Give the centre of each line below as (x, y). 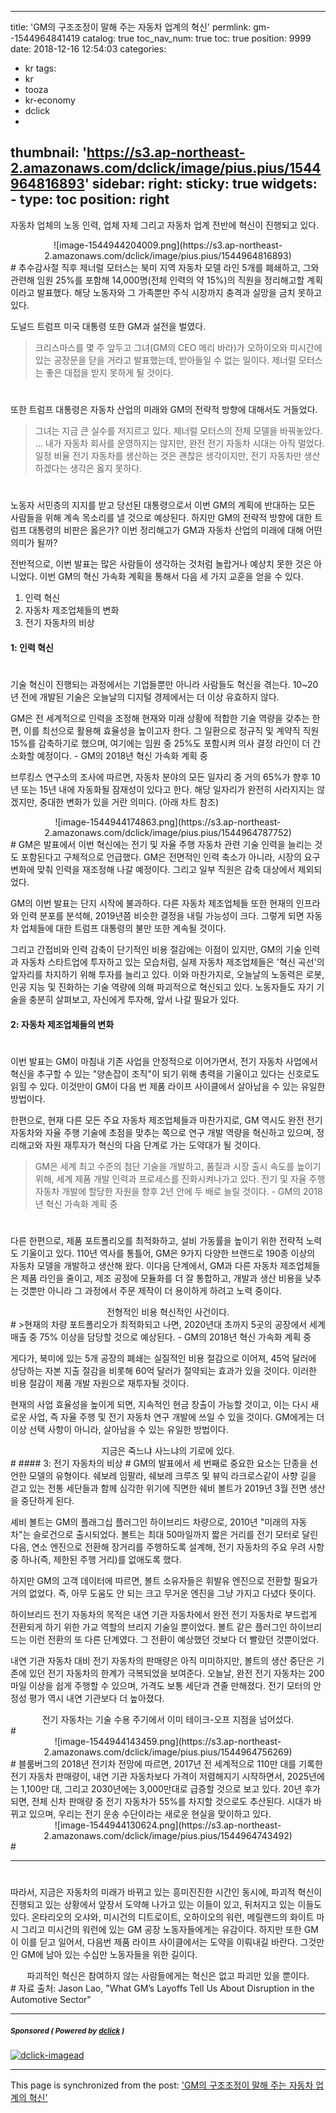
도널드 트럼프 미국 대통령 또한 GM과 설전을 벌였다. (108, 326)
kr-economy (50, 100)
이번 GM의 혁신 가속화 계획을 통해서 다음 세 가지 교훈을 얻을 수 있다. (171, 577)
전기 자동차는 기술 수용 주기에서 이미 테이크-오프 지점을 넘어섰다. (168, 1719)
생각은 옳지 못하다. (106, 468)
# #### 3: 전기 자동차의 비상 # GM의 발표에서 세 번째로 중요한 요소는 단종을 (159, 1463)
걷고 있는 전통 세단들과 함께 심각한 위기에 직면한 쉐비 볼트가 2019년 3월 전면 (159, 1488)
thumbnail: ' (49, 152)
